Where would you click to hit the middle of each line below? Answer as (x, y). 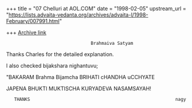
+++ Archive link (26, 32)
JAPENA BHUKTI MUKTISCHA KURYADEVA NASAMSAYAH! (79, 89)
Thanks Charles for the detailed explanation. (60, 54)
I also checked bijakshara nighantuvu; (52, 66)
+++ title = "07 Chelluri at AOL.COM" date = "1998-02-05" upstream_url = (96, 9)
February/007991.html (33, 21)
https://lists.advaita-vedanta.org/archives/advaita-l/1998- (79, 15)
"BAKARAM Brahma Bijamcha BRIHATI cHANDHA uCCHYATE (81, 77)
